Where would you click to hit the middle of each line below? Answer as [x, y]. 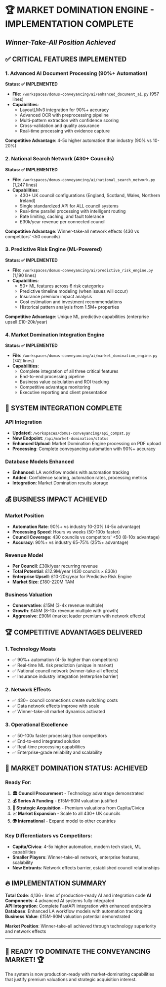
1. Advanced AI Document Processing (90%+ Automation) [76, 73]
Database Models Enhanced [40, 461]
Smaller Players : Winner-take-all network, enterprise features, [76, 857]
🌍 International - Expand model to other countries [64, 821]
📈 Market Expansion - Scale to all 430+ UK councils [66, 814]
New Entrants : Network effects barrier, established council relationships [86, 867]
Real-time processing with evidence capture [65, 131]
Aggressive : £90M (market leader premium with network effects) [79, 616]
